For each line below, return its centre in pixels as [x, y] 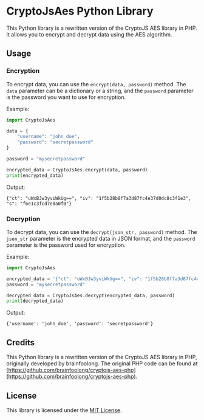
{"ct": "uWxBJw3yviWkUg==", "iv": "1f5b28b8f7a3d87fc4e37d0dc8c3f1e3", [99, 198]
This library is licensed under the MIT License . [64, 410]
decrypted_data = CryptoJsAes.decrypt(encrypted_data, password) [90, 295]
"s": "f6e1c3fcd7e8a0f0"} [39, 204]
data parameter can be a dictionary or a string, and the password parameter [100, 91]
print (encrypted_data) [35, 175]
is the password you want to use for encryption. [66, 97]
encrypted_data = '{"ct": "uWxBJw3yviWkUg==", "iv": [74, 279]
